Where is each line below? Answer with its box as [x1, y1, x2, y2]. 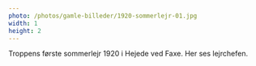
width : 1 [8, 19, 38, 27]
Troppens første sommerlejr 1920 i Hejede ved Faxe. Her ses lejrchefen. [8, 49, 249, 59]
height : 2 [8, 27, 42, 35]
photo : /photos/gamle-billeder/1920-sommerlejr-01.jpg [8, 11, 198, 20]
